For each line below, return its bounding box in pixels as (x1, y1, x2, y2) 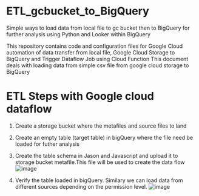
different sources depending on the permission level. (15, 183, 147, 190)
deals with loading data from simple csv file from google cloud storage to (6, 62, 189, 69)
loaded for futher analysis (15, 140, 80, 148)
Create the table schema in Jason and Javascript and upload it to (15, 152, 178, 159)
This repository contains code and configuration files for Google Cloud (6, 42, 183, 50)
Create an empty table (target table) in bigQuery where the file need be (15, 134, 193, 141)
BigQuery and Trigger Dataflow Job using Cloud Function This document (6, 55, 189, 62)
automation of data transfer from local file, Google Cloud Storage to (6, 48, 175, 56)
